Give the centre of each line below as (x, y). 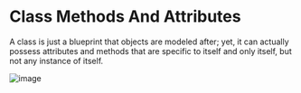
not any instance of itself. (56, 60)
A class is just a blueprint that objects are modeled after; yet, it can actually (149, 42)
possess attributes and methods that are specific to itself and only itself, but (150, 51)
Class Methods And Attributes (125, 17)
